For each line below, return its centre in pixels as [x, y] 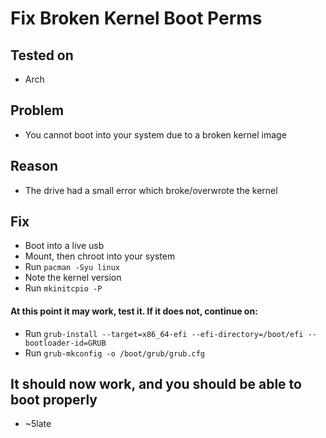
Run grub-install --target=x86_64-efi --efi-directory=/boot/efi [164, 333]
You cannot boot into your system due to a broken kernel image [155, 134]
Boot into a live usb [64, 246]
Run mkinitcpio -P [63, 288]
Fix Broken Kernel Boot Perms [136, 18]
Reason [34, 166]
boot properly [54, 400]
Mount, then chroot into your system [100, 256]
